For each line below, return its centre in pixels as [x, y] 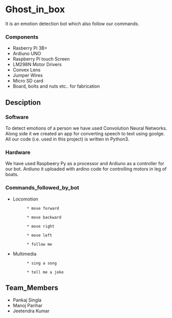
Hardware [18, 152]
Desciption [23, 102]
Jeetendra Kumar [31, 311]
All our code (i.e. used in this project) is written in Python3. [67, 139]
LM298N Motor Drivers [37, 65]
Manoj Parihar [27, 306]
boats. [12, 174]
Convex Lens [27, 70]
